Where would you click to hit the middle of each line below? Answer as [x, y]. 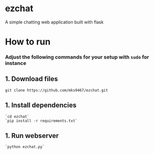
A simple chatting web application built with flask [54, 22]
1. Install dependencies [41, 105]
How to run [28, 42]
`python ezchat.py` [25, 147]
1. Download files [32, 79]
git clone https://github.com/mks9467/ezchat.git [57, 90]
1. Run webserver [32, 136]
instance [16, 63]
